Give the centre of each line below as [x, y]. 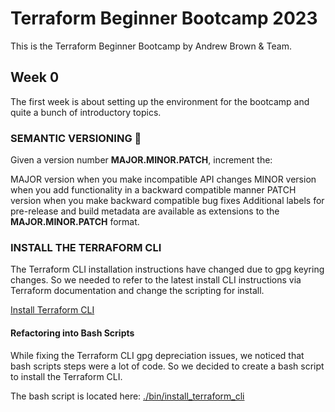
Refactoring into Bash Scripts [72, 333]
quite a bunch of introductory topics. [86, 112]
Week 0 [35, 77]
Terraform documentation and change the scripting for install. [137, 291]
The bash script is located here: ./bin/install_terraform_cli [127, 396]
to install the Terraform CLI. [66, 376]
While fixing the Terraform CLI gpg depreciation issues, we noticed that [157, 355]
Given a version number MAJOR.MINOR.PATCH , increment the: [141, 160]
